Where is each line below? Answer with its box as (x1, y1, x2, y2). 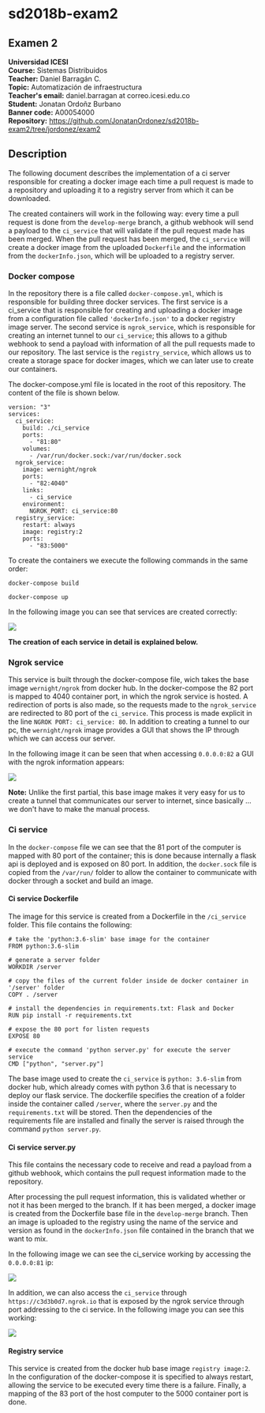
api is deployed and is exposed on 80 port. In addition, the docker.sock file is (8, 859, 257, 869)
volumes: (22, 445, 51, 453)
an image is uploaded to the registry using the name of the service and (8, 1218, 238, 1227)
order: (8, 564, 28, 574)
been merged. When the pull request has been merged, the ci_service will (8, 234, 251, 244)
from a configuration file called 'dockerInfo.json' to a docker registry (8, 314, 236, 324)
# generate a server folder (8, 956, 101, 964)
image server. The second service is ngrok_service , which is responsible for (8, 322, 256, 332)
